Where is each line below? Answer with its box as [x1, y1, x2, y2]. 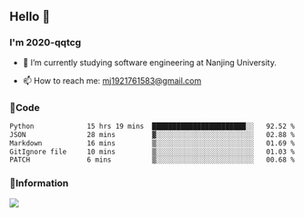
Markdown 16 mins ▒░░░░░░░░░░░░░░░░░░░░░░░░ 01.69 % [9, 138, 296, 148]
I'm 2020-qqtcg [9, 36, 82, 49]
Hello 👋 [9, 9, 51, 25]
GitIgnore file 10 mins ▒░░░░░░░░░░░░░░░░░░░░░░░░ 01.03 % [9, 147, 296, 156]
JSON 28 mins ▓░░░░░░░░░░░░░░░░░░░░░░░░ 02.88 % [9, 130, 296, 139]
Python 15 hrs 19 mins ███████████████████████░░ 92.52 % [9, 122, 296, 131]
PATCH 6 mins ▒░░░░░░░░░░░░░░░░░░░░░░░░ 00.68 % [9, 155, 296, 164]
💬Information [9, 177, 69, 190]
